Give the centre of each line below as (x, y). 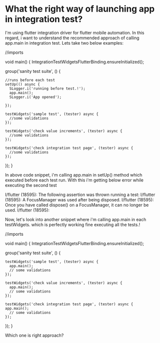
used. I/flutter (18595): (27, 210)
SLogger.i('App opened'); (36, 97)
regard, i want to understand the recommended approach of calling (72, 38)
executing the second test (31, 185)
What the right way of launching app (80, 9)
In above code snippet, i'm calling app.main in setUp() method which (74, 175)
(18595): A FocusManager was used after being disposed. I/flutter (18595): (80, 199)
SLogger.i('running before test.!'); (48, 88)
